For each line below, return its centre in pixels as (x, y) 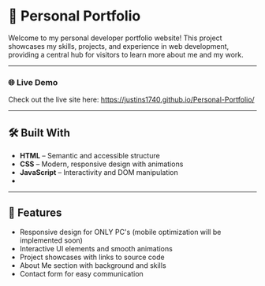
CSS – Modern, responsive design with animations (101, 164)
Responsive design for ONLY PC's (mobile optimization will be (120, 232)
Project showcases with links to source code (92, 257)
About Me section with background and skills (93, 265)
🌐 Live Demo (33, 82)
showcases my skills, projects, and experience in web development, (119, 46)
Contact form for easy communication (81, 273)
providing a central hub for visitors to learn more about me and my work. (126, 54)
